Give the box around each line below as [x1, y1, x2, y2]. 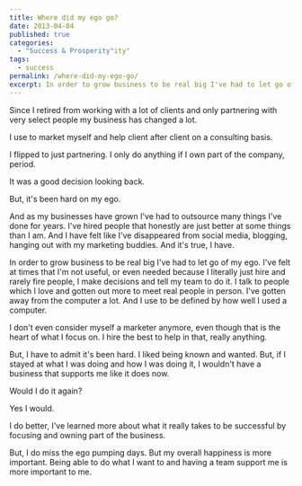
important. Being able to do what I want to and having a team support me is [9, 456, 288, 467]
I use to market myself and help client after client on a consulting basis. [9, 131, 273, 142]
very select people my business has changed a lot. [9, 114, 198, 125]
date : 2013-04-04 [9, 22, 75, 31]
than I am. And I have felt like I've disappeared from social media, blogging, [9, 230, 288, 241]
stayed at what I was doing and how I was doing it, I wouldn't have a [9, 358, 262, 369]
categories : [9, 38, 54, 48]
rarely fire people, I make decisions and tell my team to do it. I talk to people [9, 276, 290, 287]
